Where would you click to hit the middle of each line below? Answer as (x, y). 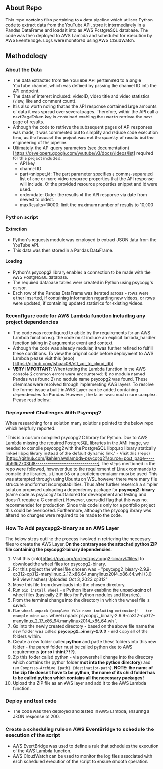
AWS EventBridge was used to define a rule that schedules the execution (85, 746)
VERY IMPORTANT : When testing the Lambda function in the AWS (79, 369)
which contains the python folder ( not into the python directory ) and (81, 662)
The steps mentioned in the (128, 464)
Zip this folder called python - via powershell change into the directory (83, 657)
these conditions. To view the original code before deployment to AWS (83, 354)
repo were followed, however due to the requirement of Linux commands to (81, 469)
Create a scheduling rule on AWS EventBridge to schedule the (80, 729)
